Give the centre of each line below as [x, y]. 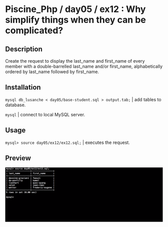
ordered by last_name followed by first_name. [52, 72]
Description [24, 49]
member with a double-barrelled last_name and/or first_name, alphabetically [84, 66]
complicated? [34, 31]
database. [15, 105]
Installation [23, 87]
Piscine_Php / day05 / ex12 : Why [75, 9]
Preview [18, 158]
